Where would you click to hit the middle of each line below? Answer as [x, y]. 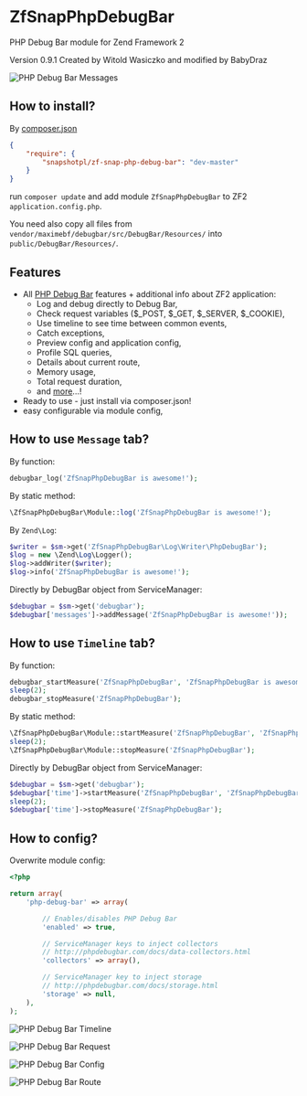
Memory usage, [66, 371]
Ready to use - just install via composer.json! [107, 400]
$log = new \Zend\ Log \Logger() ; [71, 555]
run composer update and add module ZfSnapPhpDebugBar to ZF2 [128, 197]
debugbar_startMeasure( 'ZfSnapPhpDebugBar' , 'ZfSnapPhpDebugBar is [141, 682]
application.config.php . [56, 207]
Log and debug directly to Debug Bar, [107, 303]
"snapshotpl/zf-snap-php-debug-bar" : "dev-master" [141, 162]
